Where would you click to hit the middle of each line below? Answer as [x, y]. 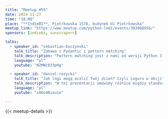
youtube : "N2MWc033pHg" [39, 65]
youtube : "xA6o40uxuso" [39, 93]
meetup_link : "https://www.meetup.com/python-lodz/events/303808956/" [80, 28]
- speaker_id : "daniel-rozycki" [43, 74]
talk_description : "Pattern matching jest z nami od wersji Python [86, 56]
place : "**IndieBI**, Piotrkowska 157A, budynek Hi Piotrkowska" [74, 24]
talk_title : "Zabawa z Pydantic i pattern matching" [70, 51]
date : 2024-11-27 [23, 14]
